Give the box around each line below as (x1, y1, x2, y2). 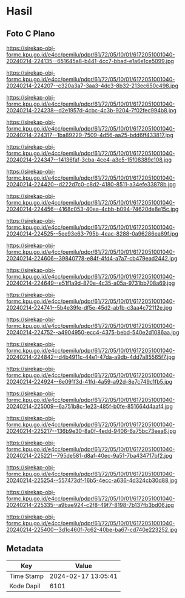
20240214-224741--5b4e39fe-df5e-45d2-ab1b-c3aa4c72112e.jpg (6, 304, 172, 311)
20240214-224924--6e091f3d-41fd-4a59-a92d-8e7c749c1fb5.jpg (6, 378, 173, 385)
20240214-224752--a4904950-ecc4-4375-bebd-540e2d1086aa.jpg (6, 329, 180, 336)
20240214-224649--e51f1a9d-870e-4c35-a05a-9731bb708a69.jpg (6, 279, 175, 287)
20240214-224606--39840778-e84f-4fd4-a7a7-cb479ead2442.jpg (6, 255, 178, 262)
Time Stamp (9, 572, 44, 580)
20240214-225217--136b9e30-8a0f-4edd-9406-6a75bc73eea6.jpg (6, 427, 177, 435)
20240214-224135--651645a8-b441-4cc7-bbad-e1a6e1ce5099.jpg (6, 58, 174, 64)
